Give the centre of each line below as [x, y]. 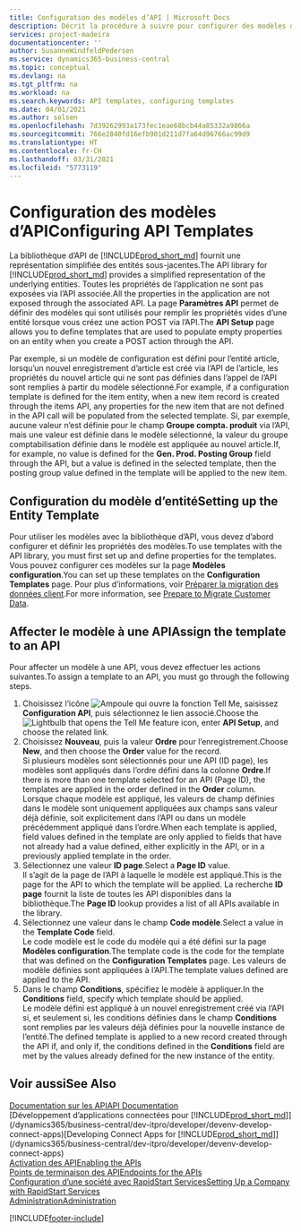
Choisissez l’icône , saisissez [150, 703]
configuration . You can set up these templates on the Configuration [135, 575]
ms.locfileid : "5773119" [56, 168]
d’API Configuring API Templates [131, 231]
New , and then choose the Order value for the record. [122, 751]
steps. [21, 685]
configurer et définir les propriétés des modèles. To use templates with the [146, 547]
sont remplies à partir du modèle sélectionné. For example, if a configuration [149, 387]
